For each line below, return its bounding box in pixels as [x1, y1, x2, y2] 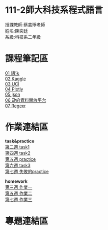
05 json [5, 91, 21, 97]
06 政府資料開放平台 [5, 97, 47, 103]
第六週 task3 [5, 162, 31, 168]
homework [5, 178, 28, 184]
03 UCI [5, 81, 20, 86]
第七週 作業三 [5, 196, 32, 202]
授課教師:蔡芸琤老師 [5, 22, 46, 28]
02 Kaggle [5, 76, 26, 82]
